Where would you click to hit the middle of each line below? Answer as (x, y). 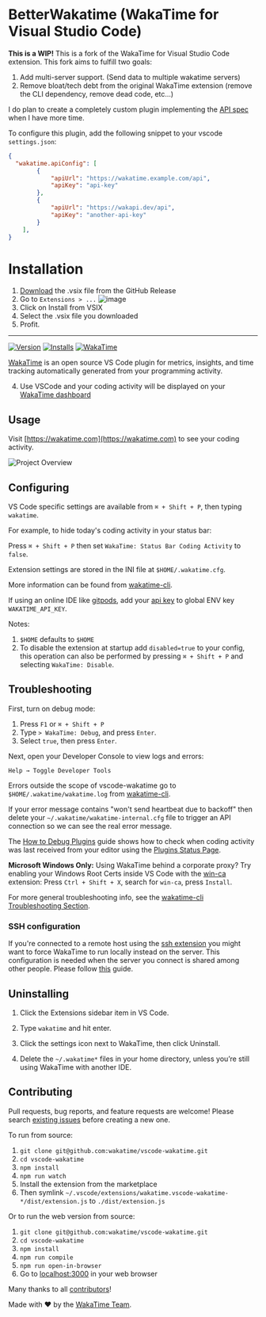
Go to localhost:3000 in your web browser (89, 1273)
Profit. (30, 324)
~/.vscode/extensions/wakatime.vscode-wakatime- (147, 1193)
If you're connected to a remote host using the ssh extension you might (125, 944)
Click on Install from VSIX (61, 307)
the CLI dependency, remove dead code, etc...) (97, 94)
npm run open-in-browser (61, 1265)
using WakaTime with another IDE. (76, 1067)
